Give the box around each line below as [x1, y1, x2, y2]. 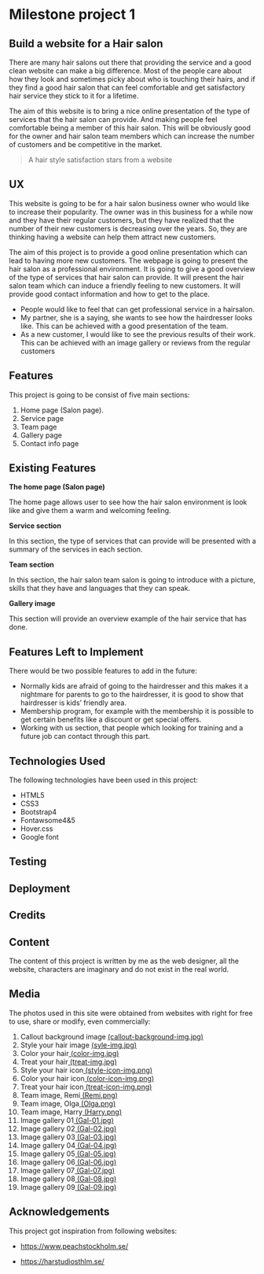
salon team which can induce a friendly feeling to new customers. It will [9, 281, 240, 290]
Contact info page [20, 438, 79, 448]
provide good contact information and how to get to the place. [9, 289, 211, 298]
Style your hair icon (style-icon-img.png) [20, 1065, 152, 1075]
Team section [9, 560, 54, 570]
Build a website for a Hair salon [9, 37, 163, 50]
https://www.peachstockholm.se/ [20, 1241, 129, 1250]
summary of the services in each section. [9, 545, 143, 554]
